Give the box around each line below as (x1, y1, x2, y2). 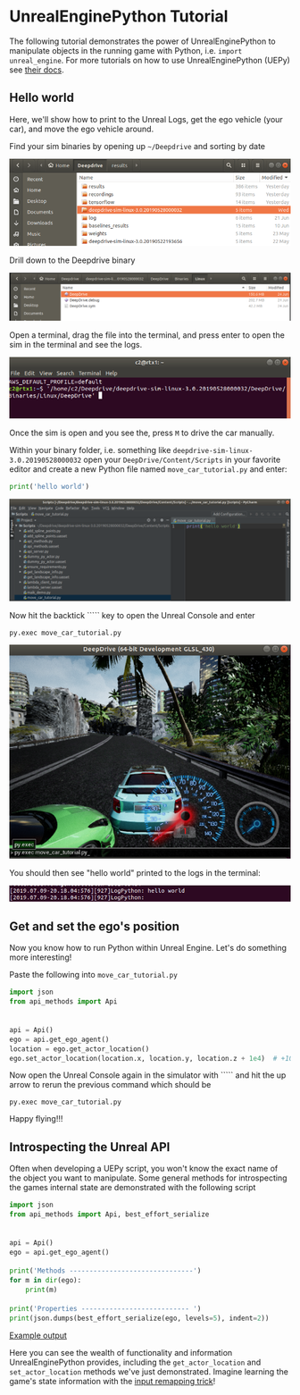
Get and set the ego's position (9, 919, 180, 935)
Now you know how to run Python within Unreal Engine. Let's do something (9, 943, 287, 954)
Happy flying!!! (9, 1113, 63, 1124)
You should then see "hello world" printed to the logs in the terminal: (9, 867, 261, 878)
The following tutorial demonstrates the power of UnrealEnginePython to (9, 36, 276, 46)
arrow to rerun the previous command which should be (9, 1080, 212, 1090)
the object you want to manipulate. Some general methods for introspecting (9, 1172, 287, 1183)
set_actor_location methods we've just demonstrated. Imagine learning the (9, 1366, 288, 1377)
